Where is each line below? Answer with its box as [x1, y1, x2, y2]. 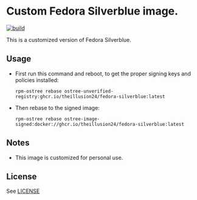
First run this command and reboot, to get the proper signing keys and [15, 70, 192, 77]
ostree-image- [64, 116, 100, 122]
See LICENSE [6, 187, 40, 195]
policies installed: [15, 76, 59, 83]
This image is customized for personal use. [15, 154, 123, 161]
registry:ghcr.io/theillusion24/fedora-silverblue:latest [15, 93, 165, 100]
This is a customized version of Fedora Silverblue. [6, 36, 132, 43]
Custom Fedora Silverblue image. [6, 4, 178, 18]
